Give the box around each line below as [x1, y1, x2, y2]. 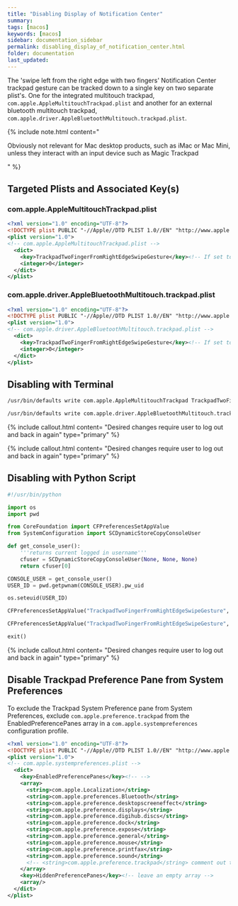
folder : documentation [7, 50, 74, 57]
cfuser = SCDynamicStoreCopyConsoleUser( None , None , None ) [20, 556, 198, 563]
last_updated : [7, 57, 50, 64]
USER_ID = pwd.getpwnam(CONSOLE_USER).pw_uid [7, 582, 144, 589]
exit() [7, 633, 27, 641]
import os [7, 504, 37, 511]
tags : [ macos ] [7, 23, 50, 31]
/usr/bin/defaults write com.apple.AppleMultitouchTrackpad [7, 397, 189, 404]
